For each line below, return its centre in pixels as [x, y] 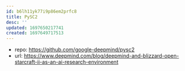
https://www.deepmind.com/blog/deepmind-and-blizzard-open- [101, 56]
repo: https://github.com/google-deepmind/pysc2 [74, 49]
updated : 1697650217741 [35, 28]
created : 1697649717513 [35, 33]
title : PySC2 [22, 17]
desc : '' [17, 22]
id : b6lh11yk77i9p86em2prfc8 [41, 11]
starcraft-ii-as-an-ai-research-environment [66, 62]
